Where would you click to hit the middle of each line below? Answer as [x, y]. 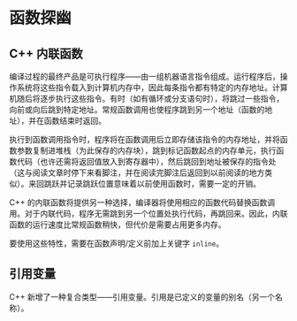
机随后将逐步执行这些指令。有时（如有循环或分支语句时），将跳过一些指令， [147, 99]
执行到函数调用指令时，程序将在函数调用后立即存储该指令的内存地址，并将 [145, 139]
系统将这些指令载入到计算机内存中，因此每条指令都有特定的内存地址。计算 [152, 88]
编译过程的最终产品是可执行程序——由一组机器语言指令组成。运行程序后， [145, 76]
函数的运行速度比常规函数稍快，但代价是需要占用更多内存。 [118, 225]
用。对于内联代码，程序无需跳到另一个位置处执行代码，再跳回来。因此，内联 [148, 214]
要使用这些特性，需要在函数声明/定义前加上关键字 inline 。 [116, 243]
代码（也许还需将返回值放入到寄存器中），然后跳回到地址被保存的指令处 [146, 161]
